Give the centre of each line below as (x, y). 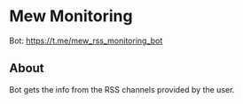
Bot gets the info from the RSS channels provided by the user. (122, 89)
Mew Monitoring (71, 16)
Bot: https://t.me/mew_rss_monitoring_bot (86, 41)
